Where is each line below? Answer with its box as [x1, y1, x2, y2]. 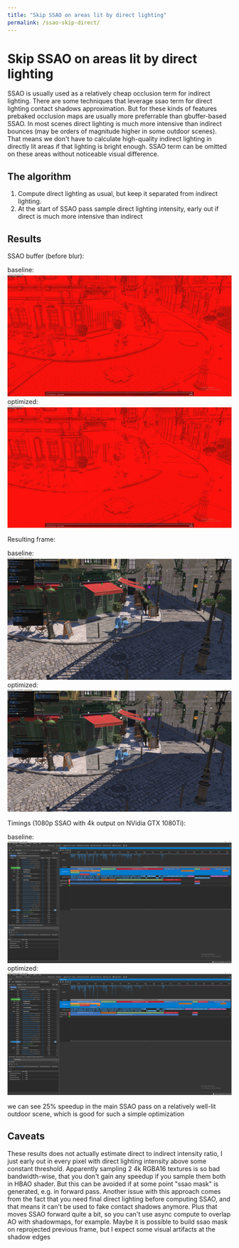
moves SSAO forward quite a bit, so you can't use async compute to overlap [7, 1210, 231, 1218]
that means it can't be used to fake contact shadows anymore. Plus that [7, 1202, 218, 1211]
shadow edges [7, 1232, 51, 1241]
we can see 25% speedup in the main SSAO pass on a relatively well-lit [7, 1102, 216, 1110]
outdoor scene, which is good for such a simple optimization [7, 1109, 185, 1118]
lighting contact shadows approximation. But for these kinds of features [7, 104, 217, 113]
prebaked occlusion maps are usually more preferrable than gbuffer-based [7, 112, 227, 120]
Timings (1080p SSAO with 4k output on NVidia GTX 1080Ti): [7, 818, 186, 827]
